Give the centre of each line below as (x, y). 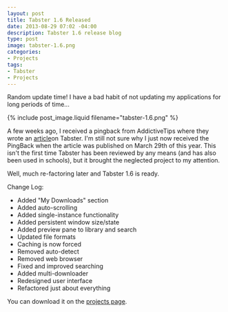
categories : (24, 52)
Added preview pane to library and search (77, 230)
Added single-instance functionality (68, 215)
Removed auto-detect (48, 251)
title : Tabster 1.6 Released (49, 20)
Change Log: (25, 187)
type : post (23, 39)
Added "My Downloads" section (63, 200)
